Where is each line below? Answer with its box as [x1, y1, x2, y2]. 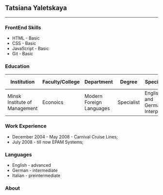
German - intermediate [12, 168, 58, 173]
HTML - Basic [12, 35, 40, 41]
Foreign [84, 99, 102, 106]
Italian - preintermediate [12, 173, 61, 178]
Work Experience [5, 123, 47, 130]
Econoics [42, 99, 64, 106]
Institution [10, 78, 35, 85]
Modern [84, 93, 103, 99]
